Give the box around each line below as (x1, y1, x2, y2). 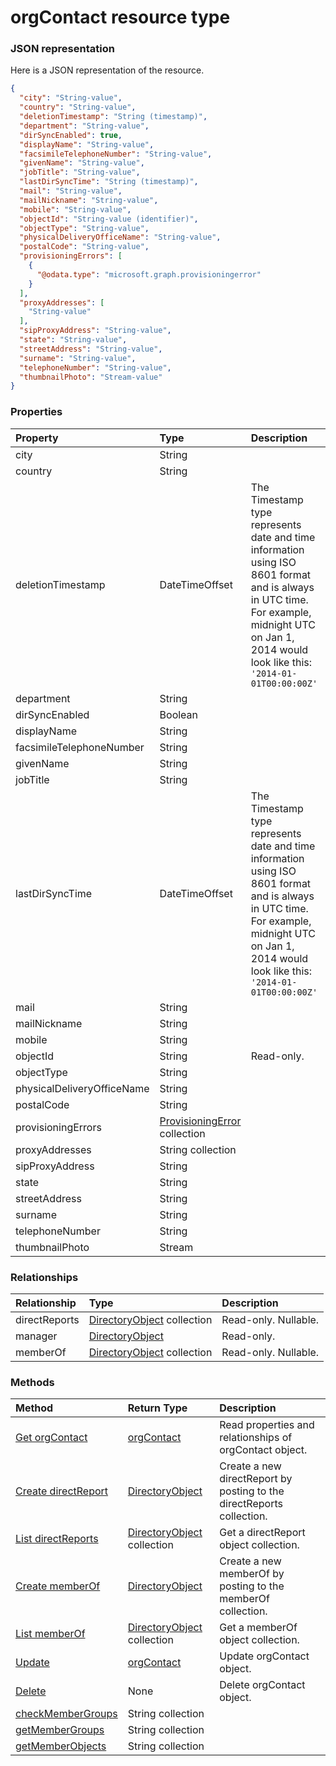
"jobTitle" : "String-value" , (19, 167, 141, 178)
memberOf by (219, 1567, 285, 1581)
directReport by (219, 1472, 293, 1486)
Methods (10, 1375, 55, 1389)
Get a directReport (219, 1526, 306, 1540)
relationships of (219, 1431, 293, 1445)
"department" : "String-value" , (19, 121, 150, 131)
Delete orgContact (219, 1678, 306, 1692)
